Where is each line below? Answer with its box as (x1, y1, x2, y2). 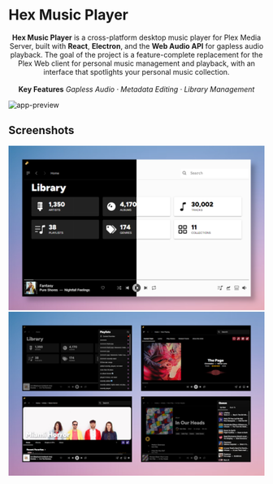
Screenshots (8, 123, 75, 137)
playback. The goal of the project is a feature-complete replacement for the (10, 50, 263, 59)
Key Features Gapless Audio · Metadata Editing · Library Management (18, 84, 255, 94)
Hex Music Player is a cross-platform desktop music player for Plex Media (11, 32, 262, 42)
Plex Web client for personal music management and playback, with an (17, 58, 256, 68)
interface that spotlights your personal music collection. (43, 67, 230, 76)
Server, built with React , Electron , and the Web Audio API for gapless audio (9, 41, 264, 50)
